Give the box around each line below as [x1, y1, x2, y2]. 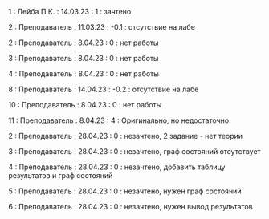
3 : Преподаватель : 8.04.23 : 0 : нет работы [8, 54, 159, 63]
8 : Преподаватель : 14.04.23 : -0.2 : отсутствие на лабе [8, 84, 199, 94]
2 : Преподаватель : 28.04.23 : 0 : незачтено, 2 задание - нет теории [8, 132, 243, 140]
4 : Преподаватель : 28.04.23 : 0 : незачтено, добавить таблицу [8, 162, 226, 172]
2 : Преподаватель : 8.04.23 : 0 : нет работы [8, 38, 159, 47]
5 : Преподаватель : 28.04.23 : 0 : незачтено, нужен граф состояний [8, 186, 242, 196]
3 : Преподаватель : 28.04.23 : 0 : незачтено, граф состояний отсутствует [8, 147, 261, 156]
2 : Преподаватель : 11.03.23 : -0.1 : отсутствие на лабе [8, 22, 195, 31]
